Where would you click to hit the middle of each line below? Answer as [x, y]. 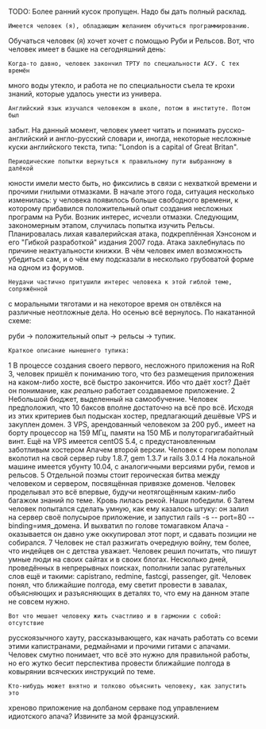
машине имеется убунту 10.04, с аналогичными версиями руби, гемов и [132, 467]
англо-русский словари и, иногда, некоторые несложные [153, 139]
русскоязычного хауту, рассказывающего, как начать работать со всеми [133, 638]
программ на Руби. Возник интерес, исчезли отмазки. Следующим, [124, 217]
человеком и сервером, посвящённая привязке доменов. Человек [122, 483]
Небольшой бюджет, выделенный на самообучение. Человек [113, 399]
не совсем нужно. [39, 602]
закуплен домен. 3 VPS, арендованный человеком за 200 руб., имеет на [132, 424]
